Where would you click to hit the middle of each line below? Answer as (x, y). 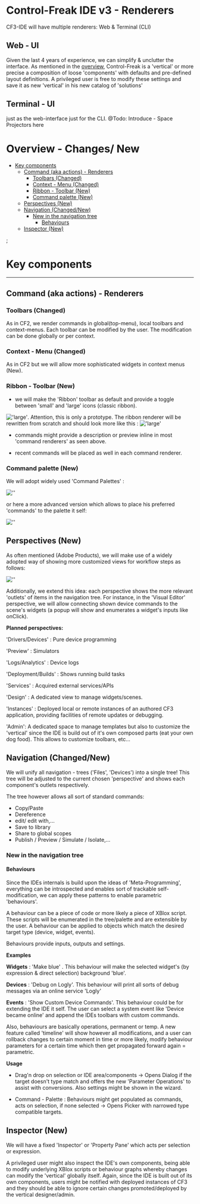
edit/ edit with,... (35, 820)
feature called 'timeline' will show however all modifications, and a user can (99, 1033)
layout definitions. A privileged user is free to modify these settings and (94, 79)
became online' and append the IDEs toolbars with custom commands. (93, 1015)
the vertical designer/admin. (41, 1194)
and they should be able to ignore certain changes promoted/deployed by (96, 1188)
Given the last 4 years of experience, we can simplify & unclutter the (90, 60)
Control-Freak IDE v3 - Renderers (90, 10)
